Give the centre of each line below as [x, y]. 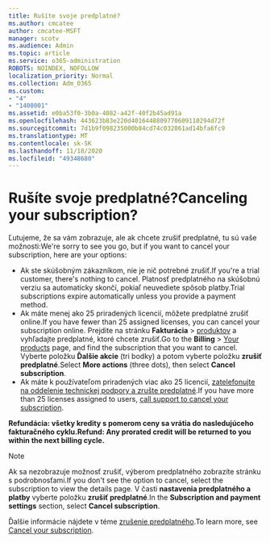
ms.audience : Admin [41, 46]
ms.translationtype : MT [48, 136]
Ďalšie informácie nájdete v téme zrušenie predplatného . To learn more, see [133, 522]
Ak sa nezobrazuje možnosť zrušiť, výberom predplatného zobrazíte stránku [135, 472]
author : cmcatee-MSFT [45, 31]
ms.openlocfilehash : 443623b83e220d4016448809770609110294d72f [117, 121]
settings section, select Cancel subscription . [84, 506]
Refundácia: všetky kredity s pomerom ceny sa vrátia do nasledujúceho [131, 424]
